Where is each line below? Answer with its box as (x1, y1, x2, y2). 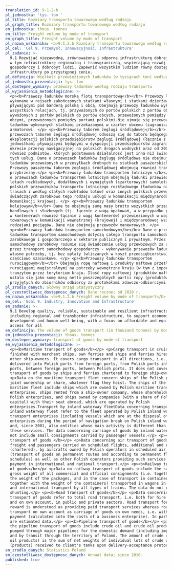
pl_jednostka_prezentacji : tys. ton (5, 79, 83, 84)
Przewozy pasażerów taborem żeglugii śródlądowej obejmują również (10, 165, 157, 170)
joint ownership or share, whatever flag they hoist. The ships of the (10, 380, 166, 385)
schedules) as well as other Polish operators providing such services (10, 457, 166, 462)
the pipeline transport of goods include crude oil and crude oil (10, 524, 155, 529)
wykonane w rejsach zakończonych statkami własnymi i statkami (10, 98, 147, 103)
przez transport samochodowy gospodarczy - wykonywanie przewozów (10, 246, 155, 252)
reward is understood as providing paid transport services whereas (10, 504, 159, 509)
